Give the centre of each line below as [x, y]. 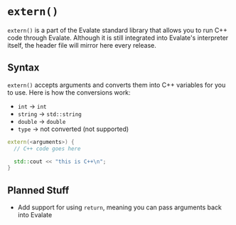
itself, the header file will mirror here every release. [82, 45]
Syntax [23, 68]
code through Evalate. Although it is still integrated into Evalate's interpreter [118, 38]
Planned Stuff [38, 190]
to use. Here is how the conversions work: [69, 92]
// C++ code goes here [47, 148]
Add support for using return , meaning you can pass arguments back [119, 207]
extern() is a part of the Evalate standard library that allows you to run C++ [117, 30]
